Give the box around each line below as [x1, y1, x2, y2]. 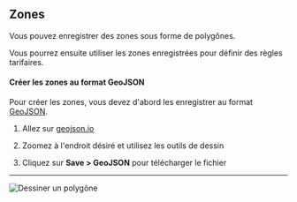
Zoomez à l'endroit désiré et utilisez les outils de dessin [21, 140, 225, 151]
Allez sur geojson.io [21, 123, 95, 134]
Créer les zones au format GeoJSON [9, 77, 145, 87]
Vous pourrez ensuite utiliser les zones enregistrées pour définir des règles [9, 48, 283, 58]
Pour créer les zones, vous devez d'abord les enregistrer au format [9, 97, 254, 108]
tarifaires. [9, 56, 44, 67]
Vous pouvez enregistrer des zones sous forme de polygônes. [9, 30, 236, 41]
